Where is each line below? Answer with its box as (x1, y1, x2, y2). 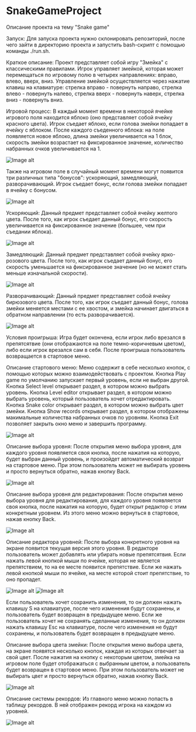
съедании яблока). (6, 228, 53, 235)
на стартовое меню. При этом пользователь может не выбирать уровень (6, 461, 191, 468)
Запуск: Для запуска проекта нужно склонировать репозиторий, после (6, 35, 185, 42)
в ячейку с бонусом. (6, 186, 57, 193)
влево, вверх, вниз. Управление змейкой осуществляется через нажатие (6, 78, 190, 85)
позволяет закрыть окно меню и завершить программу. (6, 420, 147, 427)
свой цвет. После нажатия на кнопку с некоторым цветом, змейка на (6, 653, 180, 660)
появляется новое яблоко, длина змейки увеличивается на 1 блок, (6, 132, 173, 139)
